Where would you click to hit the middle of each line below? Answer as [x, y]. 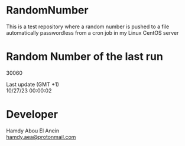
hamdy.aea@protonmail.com [41, 137]
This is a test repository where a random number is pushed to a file [88, 26]
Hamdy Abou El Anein [33, 131]
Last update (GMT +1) [33, 84]
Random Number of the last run [85, 57]
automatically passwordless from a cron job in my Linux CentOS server [92, 32]
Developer [32, 115]
